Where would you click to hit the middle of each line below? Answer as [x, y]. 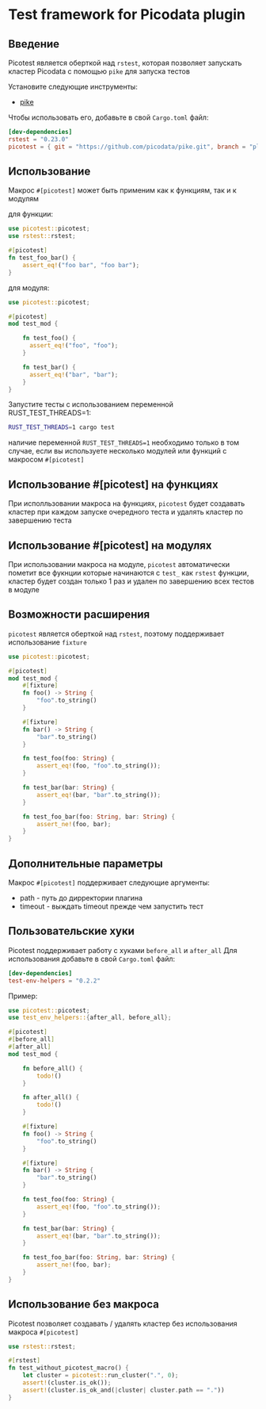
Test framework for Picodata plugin [127, 15]
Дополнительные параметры [86, 863]
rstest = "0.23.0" [38, 139]
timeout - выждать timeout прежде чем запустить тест [112, 906]
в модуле [24, 589]
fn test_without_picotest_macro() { [68, 1368]
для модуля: [29, 288]
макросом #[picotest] [46, 459]
